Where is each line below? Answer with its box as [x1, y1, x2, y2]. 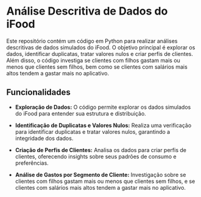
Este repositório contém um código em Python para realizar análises [6, 37, 178, 44]
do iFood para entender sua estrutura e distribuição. [15, 109, 146, 117]
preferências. [15, 159, 49, 167]
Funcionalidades [6, 87, 71, 98]
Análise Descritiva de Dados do [6, 4, 168, 18]
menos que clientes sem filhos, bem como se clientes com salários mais [6, 63, 188, 71]
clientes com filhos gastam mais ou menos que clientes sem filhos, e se [15, 178, 196, 185]
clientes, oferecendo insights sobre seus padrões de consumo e [15, 153, 177, 160]
